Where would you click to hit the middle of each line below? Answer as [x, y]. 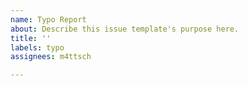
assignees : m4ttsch [51, 57]
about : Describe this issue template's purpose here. [125, 29]
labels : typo [37, 47]
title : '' [31, 38]
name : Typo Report [48, 19]
